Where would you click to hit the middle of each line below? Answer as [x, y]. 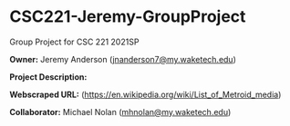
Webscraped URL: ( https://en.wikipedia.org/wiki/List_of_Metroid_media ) [145, 94]
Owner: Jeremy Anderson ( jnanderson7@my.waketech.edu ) [123, 59]
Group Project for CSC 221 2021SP [74, 42]
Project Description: [48, 77]
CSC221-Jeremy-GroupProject [128, 17]
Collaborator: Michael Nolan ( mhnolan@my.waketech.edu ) [120, 111]
